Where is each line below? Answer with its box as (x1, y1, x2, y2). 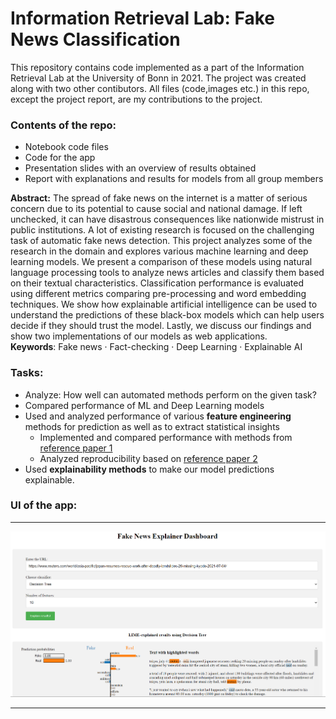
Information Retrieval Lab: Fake (10, 7, 275, 30)
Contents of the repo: (10, 118, 117, 132)
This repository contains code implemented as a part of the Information (10, 61, 305, 73)
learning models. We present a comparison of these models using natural (10, 256, 313, 268)
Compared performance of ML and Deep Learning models (24, 399, 265, 411)
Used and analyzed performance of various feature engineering (24, 410, 292, 422)
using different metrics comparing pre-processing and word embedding (10, 288, 307, 300)
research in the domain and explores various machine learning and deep (10, 245, 309, 257)
